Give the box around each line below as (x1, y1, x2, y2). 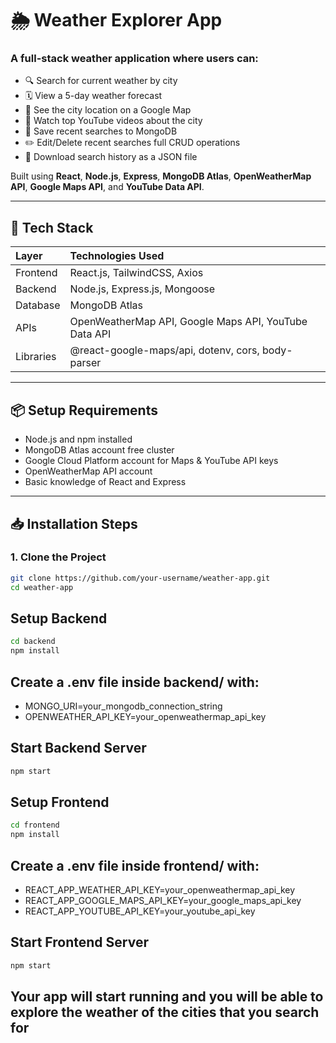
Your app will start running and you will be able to (10, 988, 324, 1006)
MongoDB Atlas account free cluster (24, 444, 175, 456)
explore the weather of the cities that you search (10, 1004, 320, 1021)
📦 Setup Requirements (10, 402, 158, 419)
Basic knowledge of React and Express (24, 476, 187, 488)
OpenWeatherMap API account (24, 465, 153, 477)
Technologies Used (69, 249, 165, 263)
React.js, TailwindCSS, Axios (69, 266, 204, 280)
